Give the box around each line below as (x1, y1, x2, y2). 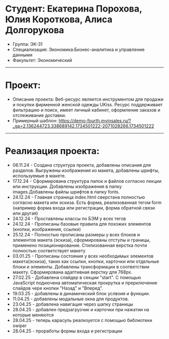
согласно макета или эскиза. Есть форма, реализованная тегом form (12, 199, 162, 206)
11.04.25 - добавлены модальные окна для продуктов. (12, 296, 129, 302)
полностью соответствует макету (12, 247, 86, 253)
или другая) (12, 210, 38, 216)
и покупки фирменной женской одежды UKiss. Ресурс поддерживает (12, 101, 163, 107)
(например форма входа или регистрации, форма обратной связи (12, 205, 155, 211)
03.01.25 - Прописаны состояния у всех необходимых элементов (12, 253, 154, 259)
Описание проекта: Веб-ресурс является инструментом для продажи (12, 96, 164, 102)
